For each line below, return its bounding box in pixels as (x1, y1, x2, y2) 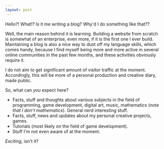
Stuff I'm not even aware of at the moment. (12, 128, 100, 135)
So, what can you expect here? (5, 87, 69, 93)
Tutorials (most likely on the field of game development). (12, 123, 128, 129)
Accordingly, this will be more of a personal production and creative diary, (5, 72, 157, 78)
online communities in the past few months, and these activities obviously (5, 52, 157, 58)
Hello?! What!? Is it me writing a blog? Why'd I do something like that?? (5, 21, 150, 27)
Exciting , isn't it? (5, 138, 39, 144)
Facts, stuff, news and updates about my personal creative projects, (12, 113, 152, 119)
